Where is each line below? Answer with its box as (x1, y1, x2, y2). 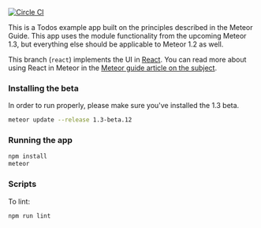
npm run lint (8, 211, 51, 220)
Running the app (8, 135, 73, 146)
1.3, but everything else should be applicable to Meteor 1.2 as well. (8, 39, 224, 49)
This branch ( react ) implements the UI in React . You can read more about (8, 55, 247, 64)
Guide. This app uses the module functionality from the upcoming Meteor (8, 32, 247, 40)
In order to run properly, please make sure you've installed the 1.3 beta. (8, 101, 240, 110)
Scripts (8, 178, 37, 189)
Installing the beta (8, 83, 79, 94)
